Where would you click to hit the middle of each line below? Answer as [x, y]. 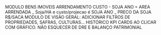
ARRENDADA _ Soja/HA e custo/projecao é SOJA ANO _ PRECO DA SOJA [78, 12]
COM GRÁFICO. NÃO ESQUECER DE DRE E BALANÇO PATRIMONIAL [73, 27]
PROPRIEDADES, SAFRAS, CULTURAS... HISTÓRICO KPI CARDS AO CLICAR [81, 22]
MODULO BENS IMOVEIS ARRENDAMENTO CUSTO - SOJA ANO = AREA [78, 7]
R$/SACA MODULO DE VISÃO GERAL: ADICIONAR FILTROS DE [68, 17]
